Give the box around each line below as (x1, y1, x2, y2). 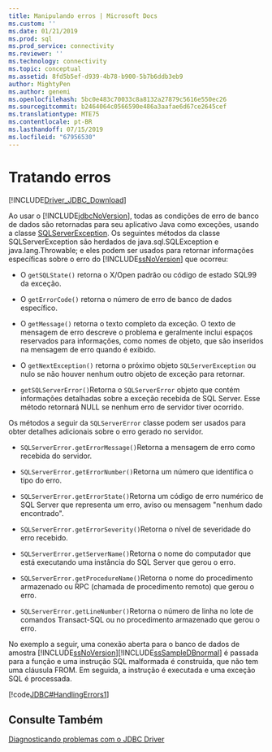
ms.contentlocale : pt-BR (8, 118, 93, 126)
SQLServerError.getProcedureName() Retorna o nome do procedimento (19, 573, 253, 583)
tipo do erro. (19, 475, 63, 485)
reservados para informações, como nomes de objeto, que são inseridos (19, 335, 264, 346)
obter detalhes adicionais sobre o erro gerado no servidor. (8, 426, 204, 436)
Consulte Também (8, 713, 104, 727)
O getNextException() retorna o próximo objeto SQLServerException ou (19, 360, 257, 370)
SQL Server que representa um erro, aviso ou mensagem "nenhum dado (19, 500, 263, 509)
